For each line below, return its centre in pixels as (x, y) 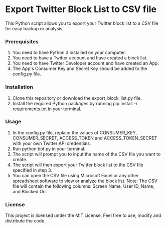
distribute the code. (26, 221)
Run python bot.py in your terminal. (49, 148)
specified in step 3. (32, 170)
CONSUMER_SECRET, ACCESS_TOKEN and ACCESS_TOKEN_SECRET (85, 138)
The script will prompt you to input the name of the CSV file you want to (87, 154)
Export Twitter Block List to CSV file (81, 9)
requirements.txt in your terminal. (47, 109)
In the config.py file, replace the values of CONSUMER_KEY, (74, 132)
